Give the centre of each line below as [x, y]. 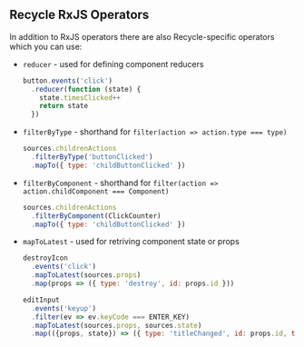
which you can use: [46, 46]
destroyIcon [45, 258]
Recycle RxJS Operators [79, 15]
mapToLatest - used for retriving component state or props [131, 242]
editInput [41, 300]
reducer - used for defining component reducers [113, 64]
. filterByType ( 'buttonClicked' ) [92, 157]
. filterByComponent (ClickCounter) [96, 216]
